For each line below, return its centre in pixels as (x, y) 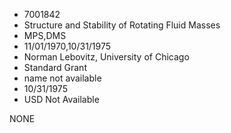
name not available (62, 78)
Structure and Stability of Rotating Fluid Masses (122, 25)
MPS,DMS (45, 35)
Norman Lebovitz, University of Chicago (106, 57)
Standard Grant (55, 67)
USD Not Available (61, 99)
